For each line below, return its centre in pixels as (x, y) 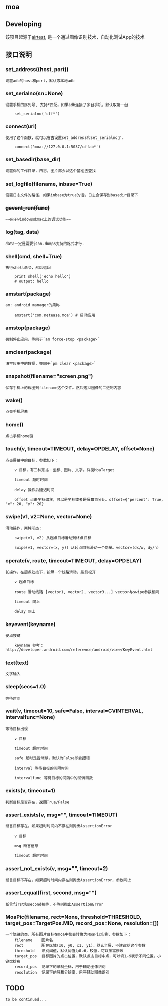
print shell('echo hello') (43, 276)
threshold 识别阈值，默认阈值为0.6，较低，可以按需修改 (69, 951)
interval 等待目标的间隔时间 (42, 768)
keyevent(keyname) (30, 624)
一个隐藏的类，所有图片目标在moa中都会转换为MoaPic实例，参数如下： (68, 935)
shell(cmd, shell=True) (34, 256)
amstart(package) (28, 294)
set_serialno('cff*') (37, 114)
